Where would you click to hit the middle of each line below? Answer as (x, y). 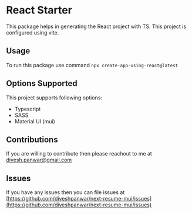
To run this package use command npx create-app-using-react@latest (92, 65)
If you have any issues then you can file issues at (65, 192)
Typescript (28, 109)
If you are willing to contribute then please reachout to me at (79, 154)
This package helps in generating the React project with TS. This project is (96, 26)
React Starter (39, 10)
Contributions (32, 139)
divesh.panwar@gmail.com (39, 160)
